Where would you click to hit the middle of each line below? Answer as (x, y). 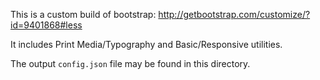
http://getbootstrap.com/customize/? (234, 14)
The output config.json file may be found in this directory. (130, 63)
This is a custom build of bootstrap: (83, 14)
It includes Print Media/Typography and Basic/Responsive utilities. (146, 44)
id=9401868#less (46, 25)
